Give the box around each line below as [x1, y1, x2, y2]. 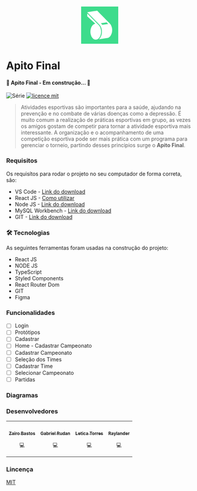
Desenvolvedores [6, 407, 58, 415]
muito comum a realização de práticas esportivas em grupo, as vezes [20, 117, 191, 124]
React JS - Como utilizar [14, 194, 75, 201]
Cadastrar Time [14, 362, 53, 370]
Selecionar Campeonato [14, 369, 74, 376]
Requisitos [6, 157, 37, 165]
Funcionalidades [6, 308, 55, 317]
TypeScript [14, 268, 42, 276]
